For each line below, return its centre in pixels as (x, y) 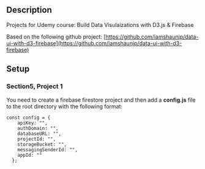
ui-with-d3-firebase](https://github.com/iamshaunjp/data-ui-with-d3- (94, 43)
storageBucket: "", (42, 144)
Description (29, 10)
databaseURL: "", (39, 133)
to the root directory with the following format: (65, 106)
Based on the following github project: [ (56, 37)
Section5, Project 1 (35, 86)
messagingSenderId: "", (48, 149)
